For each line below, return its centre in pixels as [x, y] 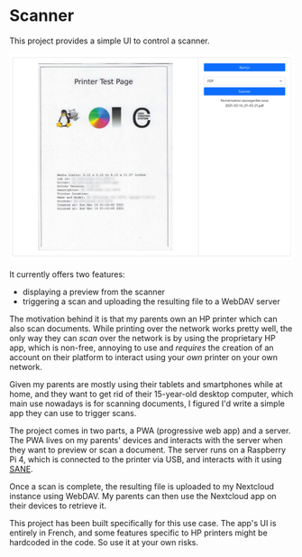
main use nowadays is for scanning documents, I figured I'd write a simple [147, 404]
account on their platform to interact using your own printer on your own [143, 357]
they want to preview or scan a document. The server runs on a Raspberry [148, 450]
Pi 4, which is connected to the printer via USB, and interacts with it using [146, 460]
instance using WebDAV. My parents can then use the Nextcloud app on [143, 497]
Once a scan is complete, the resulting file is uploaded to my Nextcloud [142, 487]
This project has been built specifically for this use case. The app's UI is [143, 524]
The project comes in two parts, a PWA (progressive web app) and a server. [150, 431]
